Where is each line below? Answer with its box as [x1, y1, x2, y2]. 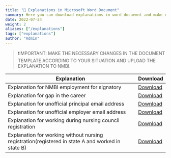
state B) [8, 144, 27, 151]
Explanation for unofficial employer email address [8, 108, 126, 115]
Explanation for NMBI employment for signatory [8, 84, 122, 91]
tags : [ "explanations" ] [5, 31, 56, 36]
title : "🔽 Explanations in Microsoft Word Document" [5, 7, 120, 13]
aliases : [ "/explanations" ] [5, 27, 65, 32]
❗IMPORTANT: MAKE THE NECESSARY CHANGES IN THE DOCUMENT [17, 50, 165, 56]
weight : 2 [5, 21, 26, 27]
